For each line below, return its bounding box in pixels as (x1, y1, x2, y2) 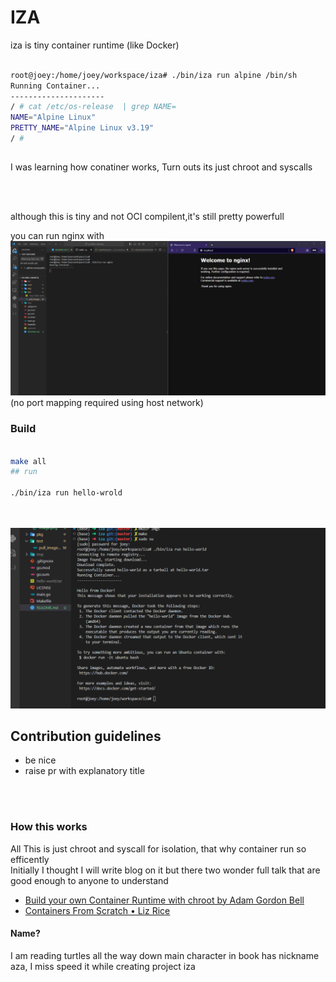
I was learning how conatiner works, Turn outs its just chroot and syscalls (10, 161, 313, 173)
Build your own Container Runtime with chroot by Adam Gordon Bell (24, 894, 305, 906)
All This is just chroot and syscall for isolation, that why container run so (10, 842, 307, 855)
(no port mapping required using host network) (10, 397, 204, 409)
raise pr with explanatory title (24, 765, 145, 777)
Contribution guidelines (10, 727, 162, 745)
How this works (10, 820, 88, 834)
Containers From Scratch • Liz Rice (24, 904, 171, 916)
